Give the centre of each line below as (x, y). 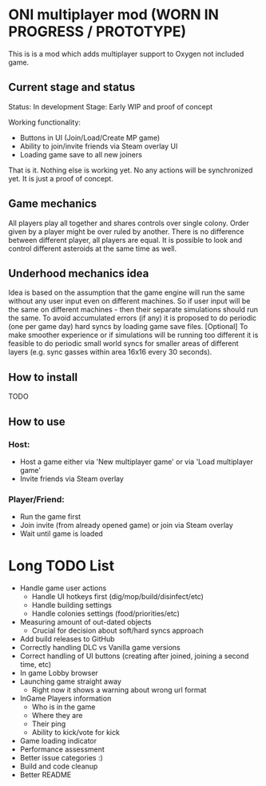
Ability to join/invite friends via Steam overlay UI (99, 146)
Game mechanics (53, 204)
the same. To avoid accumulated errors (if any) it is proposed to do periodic (133, 318)
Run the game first (50, 517)
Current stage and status (72, 87)
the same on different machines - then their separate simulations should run (133, 310)
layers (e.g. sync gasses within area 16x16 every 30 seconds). (110, 352)
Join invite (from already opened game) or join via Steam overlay (126, 526)
